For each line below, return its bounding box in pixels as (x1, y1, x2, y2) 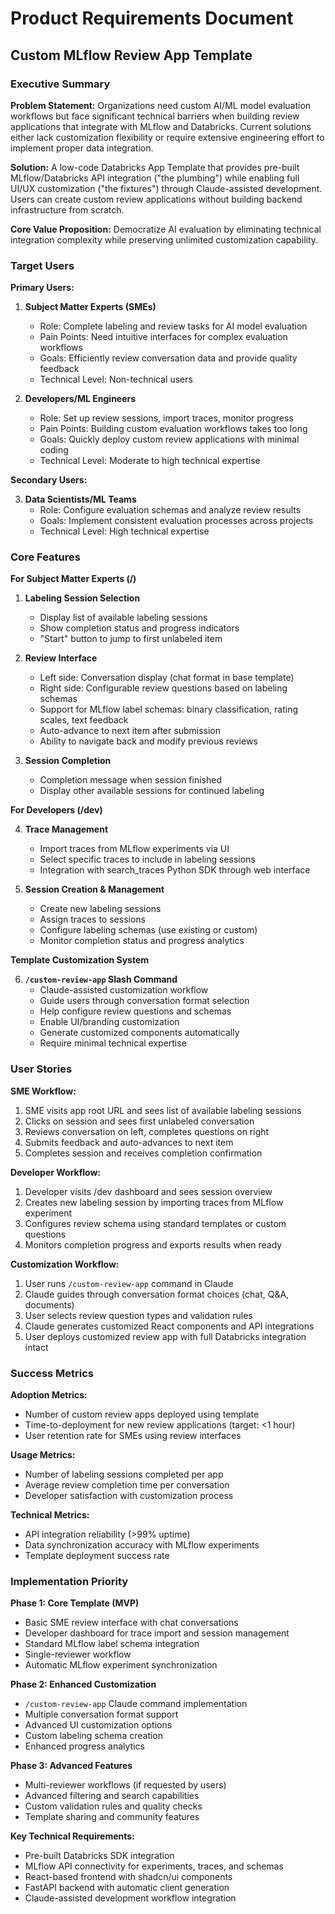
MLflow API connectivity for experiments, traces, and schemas (24, 1860, 284, 1872)
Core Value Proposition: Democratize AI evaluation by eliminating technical (10, 223, 322, 235)
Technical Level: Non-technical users (39, 373, 193, 386)
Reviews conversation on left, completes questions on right (24, 1125, 270, 1137)
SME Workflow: (10, 1085, 77, 1097)
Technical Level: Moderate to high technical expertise (39, 455, 261, 467)
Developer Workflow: (10, 1166, 102, 1178)
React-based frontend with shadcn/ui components (24, 1871, 233, 1883)
